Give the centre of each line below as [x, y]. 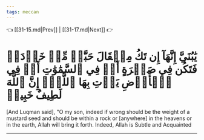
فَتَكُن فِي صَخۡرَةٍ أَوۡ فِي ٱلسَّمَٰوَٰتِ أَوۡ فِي [102, 69]
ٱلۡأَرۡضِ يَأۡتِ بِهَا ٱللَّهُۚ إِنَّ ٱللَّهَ [89, 82]
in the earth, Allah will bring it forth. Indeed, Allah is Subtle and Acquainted [99, 124]
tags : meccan [23, 12]
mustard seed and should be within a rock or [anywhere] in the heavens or [99, 118]
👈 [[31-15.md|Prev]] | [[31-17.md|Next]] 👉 [60, 29]
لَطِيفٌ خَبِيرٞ [34, 95]
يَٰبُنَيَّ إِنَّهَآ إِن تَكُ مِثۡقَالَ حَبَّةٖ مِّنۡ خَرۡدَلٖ [102, 56]
